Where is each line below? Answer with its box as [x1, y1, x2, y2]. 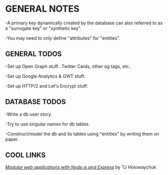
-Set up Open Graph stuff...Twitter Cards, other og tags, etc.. [5, 63, 132, 69]
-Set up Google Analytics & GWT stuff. [5, 73, 86, 79]
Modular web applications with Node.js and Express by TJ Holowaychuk [5, 164, 156, 170]
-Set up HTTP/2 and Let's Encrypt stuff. [5, 83, 89, 89]
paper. [5, 136, 19, 142]
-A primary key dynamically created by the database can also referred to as [5, 20, 163, 26]
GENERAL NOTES [5, 3, 80, 15]
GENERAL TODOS [5, 50, 62, 58]
